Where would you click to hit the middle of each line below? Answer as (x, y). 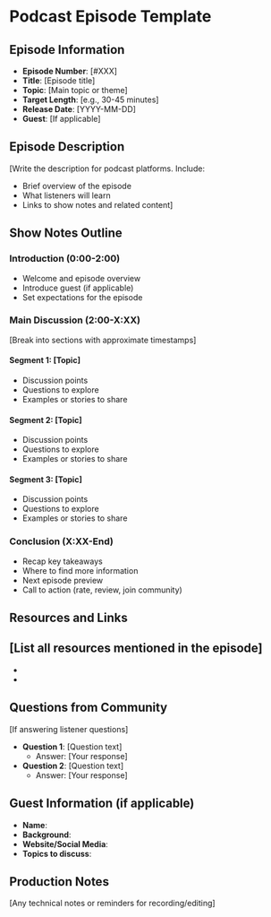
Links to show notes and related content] (97, 204)
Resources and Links (68, 618)
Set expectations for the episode (82, 297)
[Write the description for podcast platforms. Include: (107, 169)
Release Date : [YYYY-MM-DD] (79, 109)
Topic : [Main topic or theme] (75, 90)
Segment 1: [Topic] (45, 360)
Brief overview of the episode (77, 186)
